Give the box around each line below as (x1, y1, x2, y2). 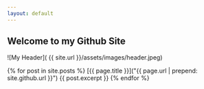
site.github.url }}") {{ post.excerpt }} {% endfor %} (7, 74, 150, 82)
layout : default (7, 10, 54, 17)
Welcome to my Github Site (7, 36, 126, 47)
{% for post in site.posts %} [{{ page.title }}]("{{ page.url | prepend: (7, 66, 198, 75)
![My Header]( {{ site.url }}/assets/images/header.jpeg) (7, 53, 163, 62)
